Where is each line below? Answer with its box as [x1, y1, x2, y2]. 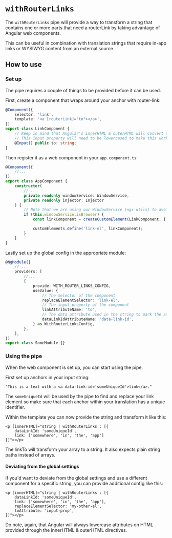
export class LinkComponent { [5, 126, 70, 132]
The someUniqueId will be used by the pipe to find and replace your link [5, 393, 154, 399]
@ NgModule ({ [5, 259, 31, 265]
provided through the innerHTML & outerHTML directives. [5, 527, 127, 533]
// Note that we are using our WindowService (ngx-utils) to [24, 207, 157, 213]
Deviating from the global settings [5, 463, 79, 470]
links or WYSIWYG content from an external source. [5, 45, 115, 51]
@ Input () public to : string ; [14, 140, 77, 146]
